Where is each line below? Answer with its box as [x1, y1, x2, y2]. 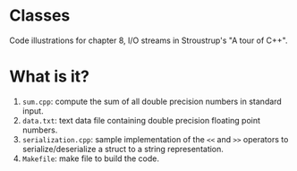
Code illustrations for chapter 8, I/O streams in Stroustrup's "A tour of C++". [9, 35, 288, 46]
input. [21, 105, 44, 116]
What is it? [9, 66, 90, 87]
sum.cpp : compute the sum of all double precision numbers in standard [21, 96, 282, 107]
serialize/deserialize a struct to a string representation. [21, 143, 224, 154]
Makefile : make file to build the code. [21, 153, 159, 164]
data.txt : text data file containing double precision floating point [21, 115, 261, 125]
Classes [9, 5, 71, 26]
